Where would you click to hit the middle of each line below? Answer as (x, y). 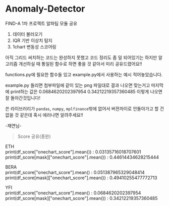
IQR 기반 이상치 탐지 (33, 40)
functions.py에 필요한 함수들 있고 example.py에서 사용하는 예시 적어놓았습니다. (84, 74)
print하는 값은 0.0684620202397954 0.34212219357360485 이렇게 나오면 (87, 91)
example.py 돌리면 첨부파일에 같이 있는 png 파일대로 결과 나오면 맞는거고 (78, 85)
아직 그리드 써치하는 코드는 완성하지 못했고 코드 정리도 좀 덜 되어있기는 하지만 (81, 57)
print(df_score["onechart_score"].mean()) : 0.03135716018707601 (73, 151)
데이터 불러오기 (27, 34)
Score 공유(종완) (34, 136)
